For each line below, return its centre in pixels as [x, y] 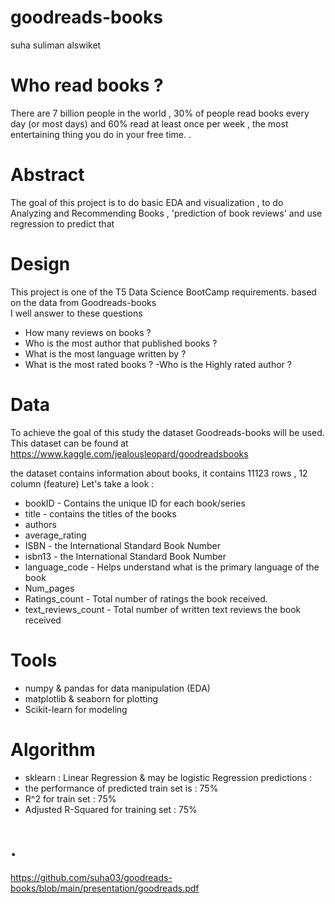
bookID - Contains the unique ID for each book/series [135, 503]
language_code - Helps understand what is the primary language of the [172, 567]
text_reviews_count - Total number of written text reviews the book [163, 609]
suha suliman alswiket [56, 45]
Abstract [47, 175]
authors [40, 524]
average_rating [55, 535]
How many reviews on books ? [88, 332]
